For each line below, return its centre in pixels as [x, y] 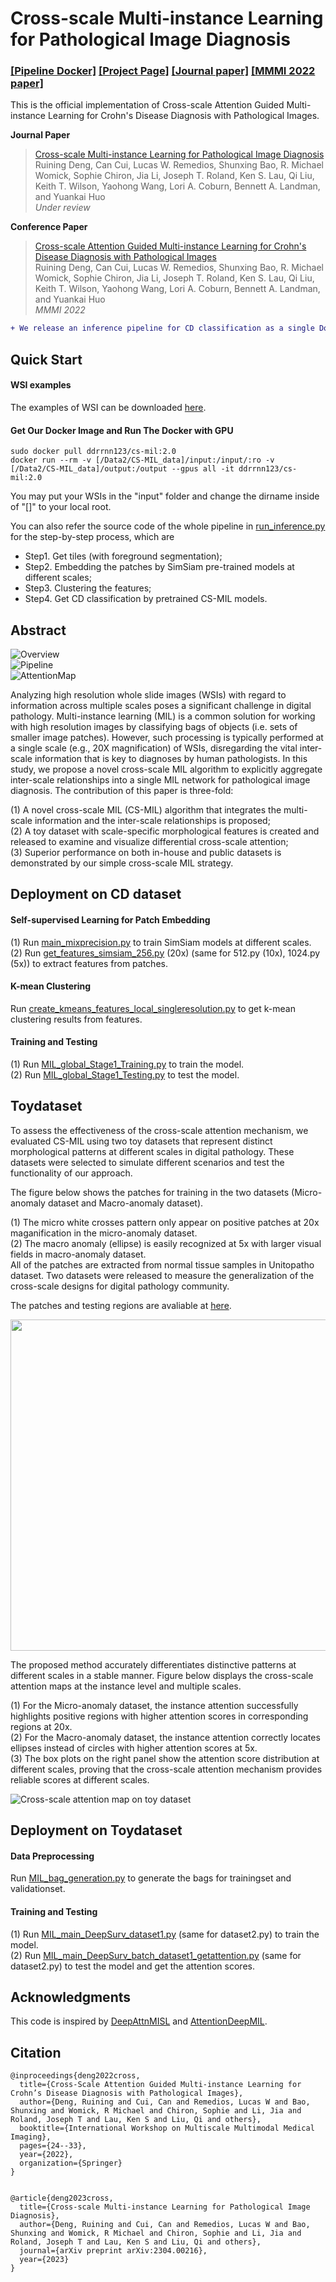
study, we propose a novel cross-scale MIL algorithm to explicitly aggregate [166, 769]
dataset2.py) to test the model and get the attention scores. [132, 1966]
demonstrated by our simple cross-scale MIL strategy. [122, 863]
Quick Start [46, 359]
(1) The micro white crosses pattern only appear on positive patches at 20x [165, 1222]
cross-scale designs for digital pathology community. [120, 1286]
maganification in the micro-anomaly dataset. [104, 1233]
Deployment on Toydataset [96, 1830]
